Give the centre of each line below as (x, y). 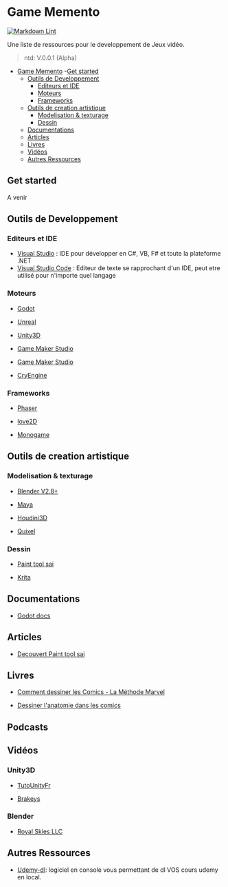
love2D (27, 422)
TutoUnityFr (34, 785)
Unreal (26, 322)
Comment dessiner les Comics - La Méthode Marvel (91, 692)
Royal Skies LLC (40, 831)
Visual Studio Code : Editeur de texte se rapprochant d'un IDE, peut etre (119, 268)
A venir (17, 197)
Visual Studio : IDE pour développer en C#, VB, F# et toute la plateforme (119, 254)
